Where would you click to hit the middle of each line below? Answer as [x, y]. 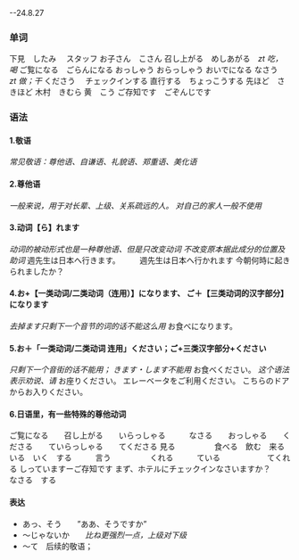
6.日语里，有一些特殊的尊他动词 [68, 414]
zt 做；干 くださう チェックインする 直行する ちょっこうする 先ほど [140, 81]
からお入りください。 [48, 392]
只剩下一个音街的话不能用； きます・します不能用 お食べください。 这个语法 [149, 370]
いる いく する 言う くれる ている [115, 457]
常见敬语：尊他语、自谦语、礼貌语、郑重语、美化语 [103, 162]
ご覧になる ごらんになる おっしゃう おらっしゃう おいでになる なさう [149, 70]
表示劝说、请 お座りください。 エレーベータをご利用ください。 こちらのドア [149, 381]
